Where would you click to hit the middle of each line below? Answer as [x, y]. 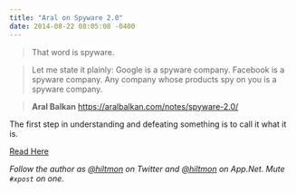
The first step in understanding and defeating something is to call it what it [148, 124]
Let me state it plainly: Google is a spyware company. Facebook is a [158, 70]
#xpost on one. [37, 179]
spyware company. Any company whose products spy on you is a [154, 79]
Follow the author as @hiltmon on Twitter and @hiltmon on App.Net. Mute [147, 169]
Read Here [29, 151]
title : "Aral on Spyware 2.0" [67, 18]
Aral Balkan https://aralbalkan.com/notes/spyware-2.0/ [135, 106]
